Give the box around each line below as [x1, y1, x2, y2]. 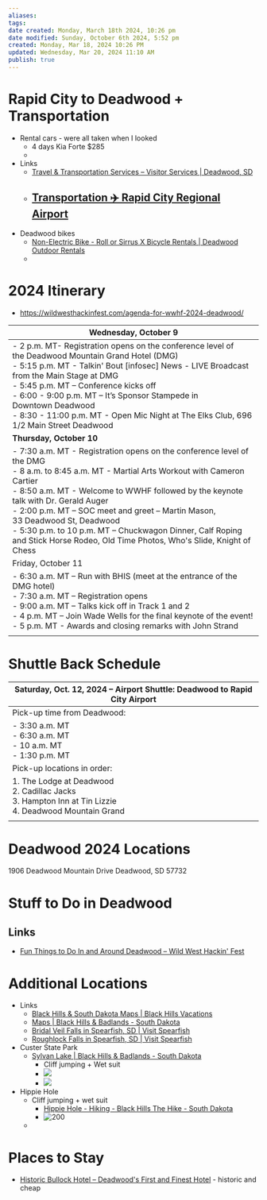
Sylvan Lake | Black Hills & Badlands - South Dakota [31, 1051, 202, 1061]
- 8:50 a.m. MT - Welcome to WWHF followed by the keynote [12, 485, 244, 496]
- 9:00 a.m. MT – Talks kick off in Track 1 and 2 [12, 600, 191, 612]
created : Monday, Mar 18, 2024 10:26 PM [8, 41, 145, 49]
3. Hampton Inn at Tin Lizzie [12, 795, 117, 806]
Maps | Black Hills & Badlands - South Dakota [31, 1017, 180, 1027]
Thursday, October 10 [12, 432, 98, 443]
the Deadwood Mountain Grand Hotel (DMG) [12, 350, 179, 361]
